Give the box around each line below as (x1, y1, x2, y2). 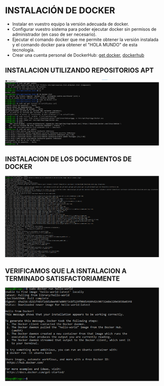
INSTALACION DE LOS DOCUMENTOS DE (5, 155, 132, 163)
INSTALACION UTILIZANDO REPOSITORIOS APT (5, 66, 154, 75)
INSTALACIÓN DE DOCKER (5, 5, 116, 16)
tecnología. (12, 47, 35, 53)
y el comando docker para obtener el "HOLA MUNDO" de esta (12, 41, 138, 47)
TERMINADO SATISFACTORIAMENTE (5, 274, 120, 283)
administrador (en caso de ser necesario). (12, 31, 97, 37)
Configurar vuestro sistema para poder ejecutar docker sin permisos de (12, 26, 157, 32)
